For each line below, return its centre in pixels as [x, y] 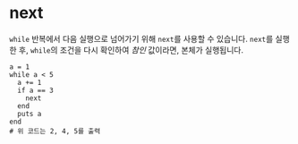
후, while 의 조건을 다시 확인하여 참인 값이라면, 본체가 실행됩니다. [131, 50]
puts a [30, 114]
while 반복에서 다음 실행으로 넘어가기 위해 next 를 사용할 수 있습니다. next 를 [141, 38]
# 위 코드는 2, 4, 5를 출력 [55, 131]
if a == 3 [35, 90]
